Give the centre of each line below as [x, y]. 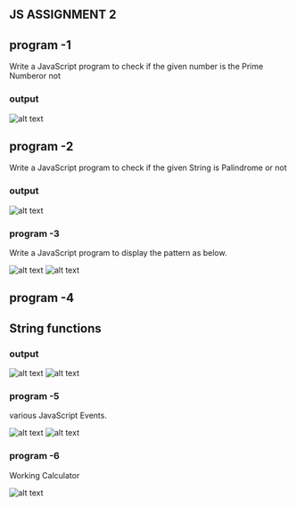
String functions [56, 328]
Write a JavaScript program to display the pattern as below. [118, 252]
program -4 [42, 298]
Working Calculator [45, 475]
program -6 [34, 456]
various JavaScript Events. [58, 416]
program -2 [41, 146]
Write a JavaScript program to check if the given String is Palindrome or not [148, 167]
